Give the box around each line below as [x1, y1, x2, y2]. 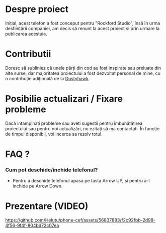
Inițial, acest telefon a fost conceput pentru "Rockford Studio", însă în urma [5, 20, 160, 26]
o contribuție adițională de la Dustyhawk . [5, 75, 90, 81]
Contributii [5, 49, 51, 60]
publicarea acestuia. [5, 31, 47, 37]
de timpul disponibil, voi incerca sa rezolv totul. [5, 131, 103, 137]
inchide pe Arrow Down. [12, 183, 63, 189]
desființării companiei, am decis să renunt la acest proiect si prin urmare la [5, 25, 160, 31]
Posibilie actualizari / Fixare [5, 93, 123, 105]
